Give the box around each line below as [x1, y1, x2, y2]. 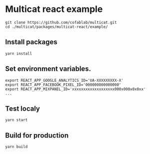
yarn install [5, 51, 32, 56]
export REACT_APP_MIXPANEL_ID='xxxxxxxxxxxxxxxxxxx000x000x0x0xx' [5, 86, 146, 92]
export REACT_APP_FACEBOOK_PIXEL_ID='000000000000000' [5, 82, 122, 87]
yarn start [5, 118, 28, 123]
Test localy [5, 104, 40, 113]
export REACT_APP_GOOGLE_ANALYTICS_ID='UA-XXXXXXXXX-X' [5, 78, 124, 83]
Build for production [5, 131, 69, 140]
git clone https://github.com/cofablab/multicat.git [5, 20, 117, 25]
